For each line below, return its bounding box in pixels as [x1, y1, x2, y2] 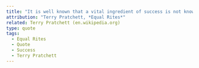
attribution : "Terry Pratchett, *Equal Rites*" [6, 14, 126, 20]
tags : [6, 31, 20, 37]
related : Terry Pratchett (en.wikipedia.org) [6, 20, 120, 25]
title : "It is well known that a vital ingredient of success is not [6, 8, 182, 15]
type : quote [6, 25, 36, 31]
